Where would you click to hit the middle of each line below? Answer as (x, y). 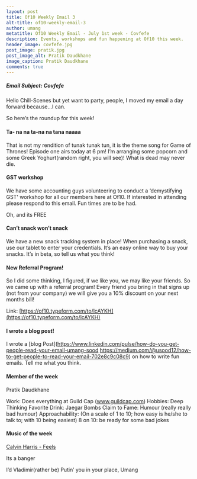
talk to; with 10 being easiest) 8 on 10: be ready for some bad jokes (88, 420)
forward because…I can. (36, 107)
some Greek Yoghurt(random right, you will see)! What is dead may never (96, 157)
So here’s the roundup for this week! (50, 118)
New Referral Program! (35, 268)
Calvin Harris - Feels (31, 446)
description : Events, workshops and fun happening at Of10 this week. (95, 39)
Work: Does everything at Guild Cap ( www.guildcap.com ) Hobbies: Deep (95, 401)
